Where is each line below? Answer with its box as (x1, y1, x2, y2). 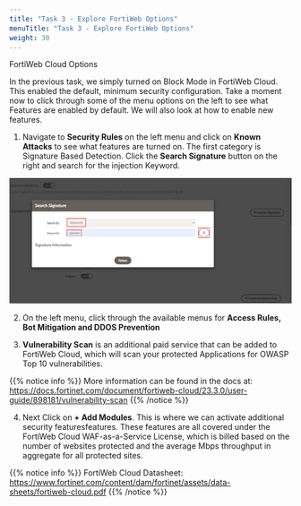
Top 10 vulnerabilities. (21, 358, 103, 369)
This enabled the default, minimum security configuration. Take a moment (9, 86, 282, 97)
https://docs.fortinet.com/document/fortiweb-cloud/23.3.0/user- (9, 385, 248, 396)
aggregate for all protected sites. (21, 450, 143, 461)
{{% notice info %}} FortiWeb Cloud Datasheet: (9, 467, 184, 478)
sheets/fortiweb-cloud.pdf (9, 486, 107, 497)
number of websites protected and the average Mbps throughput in (21, 441, 271, 451)
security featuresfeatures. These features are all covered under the (21, 422, 271, 433)
